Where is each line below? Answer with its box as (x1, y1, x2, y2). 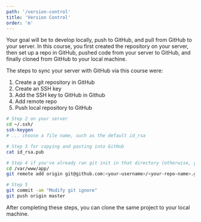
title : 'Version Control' (6, 14, 71, 20)
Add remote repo (14, 98, 57, 105)
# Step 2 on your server (6, 116, 68, 122)
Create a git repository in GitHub (14, 79, 95, 86)
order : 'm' (6, 20, 33, 26)
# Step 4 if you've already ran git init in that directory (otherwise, (6, 160, 191, 166)
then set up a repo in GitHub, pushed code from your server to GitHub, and (6, 49, 191, 56)
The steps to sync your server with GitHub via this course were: (6, 67, 163, 74)
